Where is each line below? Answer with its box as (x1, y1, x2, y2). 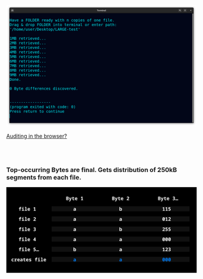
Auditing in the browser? (6, 132, 68, 139)
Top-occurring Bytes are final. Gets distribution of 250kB (6, 165, 177, 174)
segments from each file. (6, 173, 82, 181)
